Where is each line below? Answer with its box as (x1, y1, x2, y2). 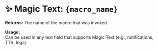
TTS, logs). (5, 39, 27, 45)
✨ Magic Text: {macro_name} (5, 3, 118, 15)
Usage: (5, 29, 21, 35)
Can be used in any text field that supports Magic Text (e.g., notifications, (5, 34, 154, 40)
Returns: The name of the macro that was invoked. (5, 19, 108, 25)
